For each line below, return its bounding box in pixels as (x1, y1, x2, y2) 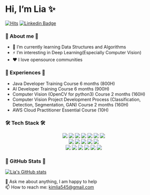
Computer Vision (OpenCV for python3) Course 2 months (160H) (12, 91, 146, 97)
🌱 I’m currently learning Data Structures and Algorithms (12, 44, 126, 50)
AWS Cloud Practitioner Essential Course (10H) (12, 107, 109, 113)
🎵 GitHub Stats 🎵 (5, 158, 46, 165)
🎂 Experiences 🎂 (5, 69, 46, 76)
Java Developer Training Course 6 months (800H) (12, 81, 116, 87)
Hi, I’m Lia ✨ (5, 3, 56, 15)
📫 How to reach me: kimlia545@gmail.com (5, 184, 94, 190)
